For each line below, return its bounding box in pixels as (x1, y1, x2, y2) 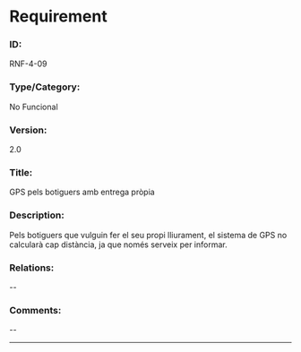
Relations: (9, 262, 55, 274)
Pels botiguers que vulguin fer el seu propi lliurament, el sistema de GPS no (9, 229, 288, 240)
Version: (9, 124, 47, 136)
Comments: (9, 304, 62, 316)
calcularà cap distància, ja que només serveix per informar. (9, 239, 228, 250)
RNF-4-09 (9, 58, 47, 69)
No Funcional (9, 101, 58, 112)
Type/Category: (9, 81, 81, 93)
